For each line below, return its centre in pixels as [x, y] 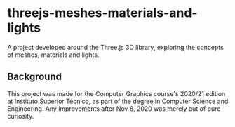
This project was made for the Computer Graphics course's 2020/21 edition [116, 93]
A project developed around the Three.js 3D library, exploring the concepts [116, 47]
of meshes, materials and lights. [53, 55]
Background [34, 77]
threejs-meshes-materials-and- [102, 13]
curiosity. [21, 116]
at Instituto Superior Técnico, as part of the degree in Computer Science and [118, 101]
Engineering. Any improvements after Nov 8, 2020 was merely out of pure [114, 108]
